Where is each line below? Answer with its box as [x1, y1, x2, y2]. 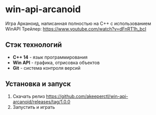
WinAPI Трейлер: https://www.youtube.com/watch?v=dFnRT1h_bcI [5, 25, 146, 32]
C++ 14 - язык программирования [12, 54, 88, 60]
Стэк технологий [5, 41, 62, 49]
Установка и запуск [5, 80, 71, 89]
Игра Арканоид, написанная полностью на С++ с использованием [5, 20, 151, 26]
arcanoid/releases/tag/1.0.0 [12, 98, 70, 105]
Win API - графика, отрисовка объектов [12, 60, 100, 66]
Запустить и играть [12, 104, 55, 110]
